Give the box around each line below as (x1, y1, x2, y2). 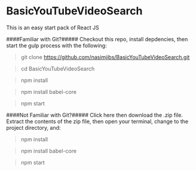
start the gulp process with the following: (6, 42, 107, 49)
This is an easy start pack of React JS (6, 24, 100, 31)
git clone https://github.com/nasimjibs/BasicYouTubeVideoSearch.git (20, 53, 190, 60)
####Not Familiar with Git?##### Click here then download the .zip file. (6, 111, 183, 118)
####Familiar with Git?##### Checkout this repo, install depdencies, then (6, 35, 188, 42)
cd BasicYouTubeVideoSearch (20, 65, 95, 72)
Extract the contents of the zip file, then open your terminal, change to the (6, 118, 189, 125)
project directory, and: (6, 124, 61, 131)
